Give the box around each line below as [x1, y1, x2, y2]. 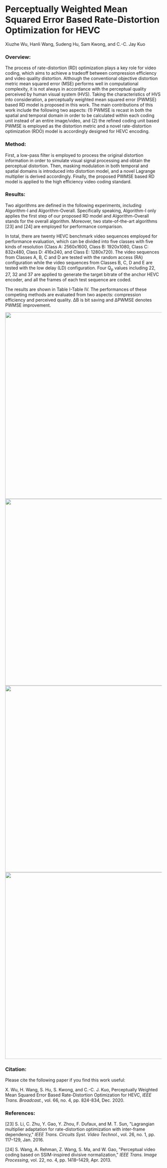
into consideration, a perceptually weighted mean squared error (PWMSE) [5, 97, 157, 103]
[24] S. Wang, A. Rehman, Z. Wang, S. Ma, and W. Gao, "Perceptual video [5, 1147, 156, 1153]
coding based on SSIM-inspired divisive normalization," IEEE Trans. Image [5, 1152, 158, 1158]
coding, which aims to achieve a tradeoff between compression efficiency [5, 70, 157, 76]
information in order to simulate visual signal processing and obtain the [5, 157, 151, 163]
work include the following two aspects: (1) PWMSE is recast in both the [5, 107, 153, 113]
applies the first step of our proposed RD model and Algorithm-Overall [5, 213, 149, 219]
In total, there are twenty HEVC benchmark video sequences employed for [5, 233, 158, 239]
